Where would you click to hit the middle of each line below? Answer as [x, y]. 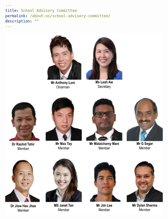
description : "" [22, 21]
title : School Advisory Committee [41, 10]
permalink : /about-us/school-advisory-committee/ [58, 16]
